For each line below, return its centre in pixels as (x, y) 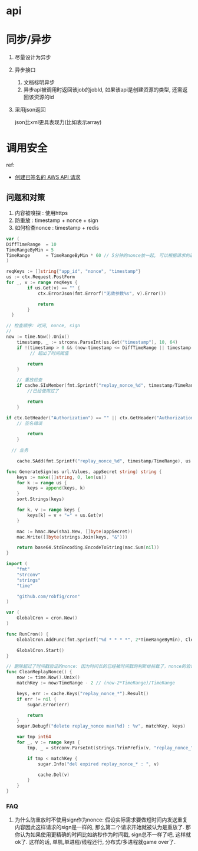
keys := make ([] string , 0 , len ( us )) (62, 477)
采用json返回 (30, 110)
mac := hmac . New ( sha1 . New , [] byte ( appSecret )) (75, 532)
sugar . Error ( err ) (48, 705)
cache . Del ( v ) (53, 775)
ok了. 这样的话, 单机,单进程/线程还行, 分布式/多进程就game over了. (95, 842)
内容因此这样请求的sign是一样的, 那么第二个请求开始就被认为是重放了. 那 (103, 827)
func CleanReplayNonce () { (39, 672)
